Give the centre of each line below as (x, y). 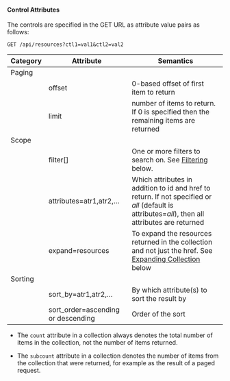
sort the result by (159, 299)
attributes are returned (168, 223)
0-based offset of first (168, 84)
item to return (154, 93)
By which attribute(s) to (169, 290)
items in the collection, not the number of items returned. (97, 343)
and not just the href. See (172, 251)
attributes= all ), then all (168, 214)
